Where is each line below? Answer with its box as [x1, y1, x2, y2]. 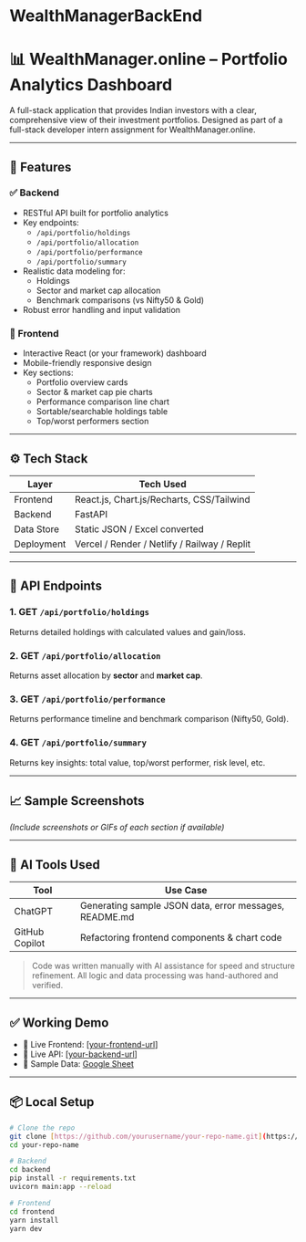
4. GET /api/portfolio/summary [9, 736, 148, 749]
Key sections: [22, 367, 74, 379]
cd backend [9, 1165, 51, 1174]
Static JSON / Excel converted [74, 522, 205, 535]
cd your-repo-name [9, 1140, 79, 1150]
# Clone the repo [9, 1123, 76, 1132]
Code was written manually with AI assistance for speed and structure [31, 960, 296, 972]
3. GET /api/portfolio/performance [9, 693, 166, 705]
